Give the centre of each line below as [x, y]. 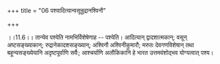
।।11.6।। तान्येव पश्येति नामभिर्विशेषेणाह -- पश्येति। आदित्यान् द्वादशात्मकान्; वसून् [97, 37]
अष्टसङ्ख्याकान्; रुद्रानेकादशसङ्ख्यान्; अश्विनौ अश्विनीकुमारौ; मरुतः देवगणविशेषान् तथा [100, 45]
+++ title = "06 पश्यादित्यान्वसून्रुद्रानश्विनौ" [57, 11]
